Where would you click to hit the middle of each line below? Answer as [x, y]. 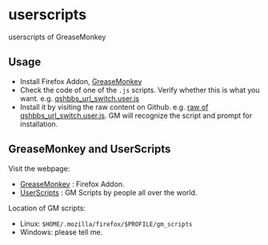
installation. [39, 124]
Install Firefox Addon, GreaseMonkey [81, 81]
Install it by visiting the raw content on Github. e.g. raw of [114, 106]
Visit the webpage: [39, 168]
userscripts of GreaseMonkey [57, 37]
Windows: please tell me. [61, 232]
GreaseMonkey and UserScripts [90, 149]
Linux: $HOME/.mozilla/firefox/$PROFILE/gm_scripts [106, 223]
